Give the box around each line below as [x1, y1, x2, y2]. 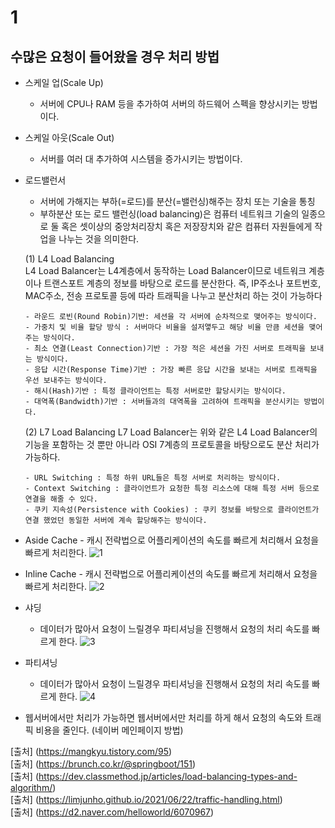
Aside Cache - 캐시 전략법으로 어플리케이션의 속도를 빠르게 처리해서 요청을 [24, 534, 320, 546]
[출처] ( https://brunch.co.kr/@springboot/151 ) [10, 758, 197, 770]
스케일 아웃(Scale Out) [24, 132, 115, 143]
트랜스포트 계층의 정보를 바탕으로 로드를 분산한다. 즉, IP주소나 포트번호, [43, 277, 322, 289]
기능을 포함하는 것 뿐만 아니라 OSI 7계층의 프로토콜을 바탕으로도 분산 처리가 [24, 439, 320, 450]
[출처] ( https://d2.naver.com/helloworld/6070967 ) [10, 806, 215, 818]
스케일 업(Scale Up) [24, 77, 104, 88]
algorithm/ [10, 782, 53, 793]
